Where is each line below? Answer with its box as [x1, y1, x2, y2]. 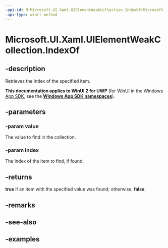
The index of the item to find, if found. [5, 158, 84, 164]
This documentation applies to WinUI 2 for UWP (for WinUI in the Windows [5, 88, 163, 94]
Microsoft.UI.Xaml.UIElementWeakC [5, 34, 161, 45]
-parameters [5, 107, 46, 116]
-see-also [5, 218, 37, 227]
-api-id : [5, 7, 24, 13]
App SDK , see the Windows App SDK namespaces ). [5, 93, 115, 99]
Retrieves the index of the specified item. [5, 78, 91, 84]
